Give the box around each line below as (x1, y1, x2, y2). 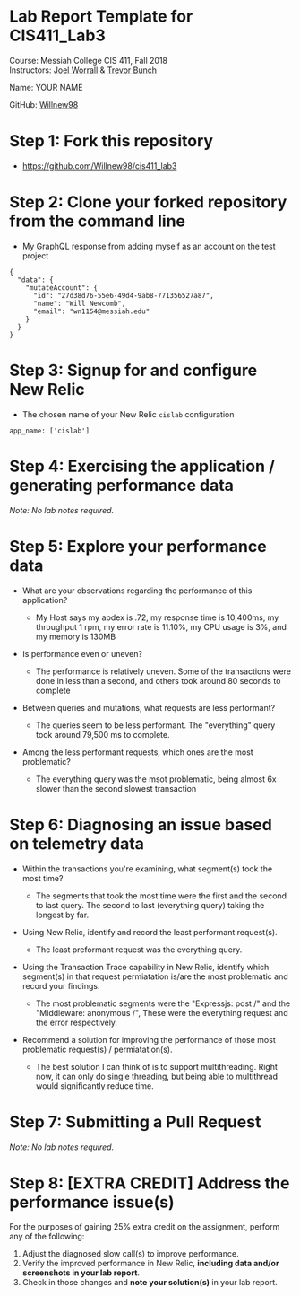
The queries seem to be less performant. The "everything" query (35, 720, 276, 731)
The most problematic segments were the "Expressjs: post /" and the (35, 998, 291, 1009)
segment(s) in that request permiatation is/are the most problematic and (21, 971, 288, 982)
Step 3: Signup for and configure (9, 361, 258, 381)
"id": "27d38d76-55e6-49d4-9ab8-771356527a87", (32, 291, 215, 300)
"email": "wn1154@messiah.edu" (32, 307, 150, 316)
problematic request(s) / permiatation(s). (21, 1044, 173, 1055)
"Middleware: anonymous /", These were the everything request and (35, 1007, 288, 1018)
